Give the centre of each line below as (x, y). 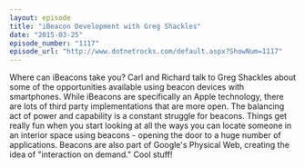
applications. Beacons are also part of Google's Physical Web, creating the (149, 145)
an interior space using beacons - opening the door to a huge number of (146, 135)
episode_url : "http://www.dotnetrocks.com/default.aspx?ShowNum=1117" (146, 52)
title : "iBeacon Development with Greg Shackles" (106, 26)
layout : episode (40, 18)
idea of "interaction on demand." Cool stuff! (91, 154)
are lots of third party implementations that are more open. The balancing (147, 106)
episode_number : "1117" (55, 43)
